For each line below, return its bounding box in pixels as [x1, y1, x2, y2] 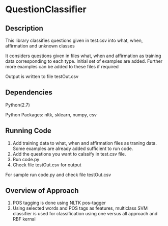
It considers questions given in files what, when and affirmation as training [5, 53, 161, 59]
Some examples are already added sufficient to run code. [12, 145, 133, 152]
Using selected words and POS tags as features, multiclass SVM [12, 205, 148, 211]
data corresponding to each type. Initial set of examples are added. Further [5, 58, 163, 64]
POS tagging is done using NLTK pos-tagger [12, 200, 106, 206]
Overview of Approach [5, 186, 79, 195]
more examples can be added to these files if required [5, 64, 119, 69]
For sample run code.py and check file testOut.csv [5, 171, 111, 178]
